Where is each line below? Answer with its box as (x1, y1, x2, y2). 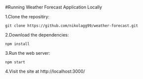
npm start (5, 60, 26, 65)
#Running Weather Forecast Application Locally (5, 4, 102, 10)
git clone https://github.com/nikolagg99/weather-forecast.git (5, 23, 139, 28)
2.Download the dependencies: (5, 32, 69, 38)
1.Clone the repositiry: (5, 14, 49, 19)
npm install (5, 41, 30, 46)
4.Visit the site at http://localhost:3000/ (5, 69, 85, 74)
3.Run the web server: (5, 50, 50, 56)
